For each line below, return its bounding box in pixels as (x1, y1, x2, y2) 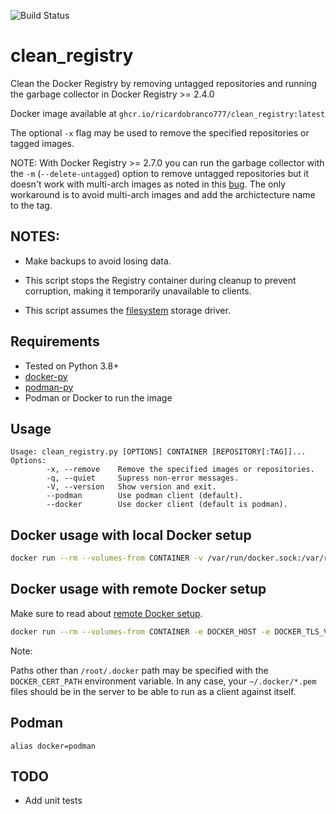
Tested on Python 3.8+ (24, 360, 120, 372)
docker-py (24, 370, 68, 382)
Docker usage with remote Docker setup (10, 581, 267, 598)
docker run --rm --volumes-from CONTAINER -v (10, 553, 203, 564)
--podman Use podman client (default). (46, 491, 244, 501)
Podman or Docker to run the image (24, 391, 173, 404)
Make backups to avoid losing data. (24, 255, 172, 267)
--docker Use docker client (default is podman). (46, 500, 288, 510)
